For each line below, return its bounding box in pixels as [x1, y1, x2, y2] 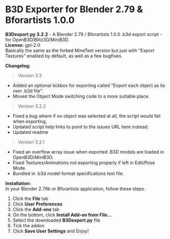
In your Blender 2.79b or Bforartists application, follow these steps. [5, 186, 146, 192]
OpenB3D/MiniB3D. [12, 154, 53, 160]
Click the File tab [12, 195, 48, 201]
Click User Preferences [12, 201, 63, 207]
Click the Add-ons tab [12, 206, 60, 212]
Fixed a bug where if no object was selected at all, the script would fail [12, 113, 161, 119]
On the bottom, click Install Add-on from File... [12, 212, 112, 218]
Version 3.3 [17, 72, 42, 78]
